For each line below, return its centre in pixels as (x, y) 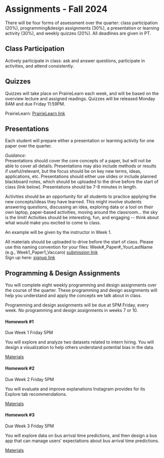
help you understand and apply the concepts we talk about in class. (73, 296)
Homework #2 (20, 368)
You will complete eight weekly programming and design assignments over (81, 285)
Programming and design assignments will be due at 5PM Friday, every (77, 305)
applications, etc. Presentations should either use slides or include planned (81, 177)
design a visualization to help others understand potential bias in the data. (80, 347)
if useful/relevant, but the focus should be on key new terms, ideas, (73, 171)
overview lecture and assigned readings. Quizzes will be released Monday (80, 98)
